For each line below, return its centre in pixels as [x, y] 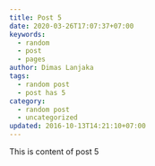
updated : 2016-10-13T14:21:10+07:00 [77, 127]
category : [28, 101]
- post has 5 [42, 92]
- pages [32, 59]
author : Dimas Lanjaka [52, 68]
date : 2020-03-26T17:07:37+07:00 [72, 26]
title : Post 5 [36, 17]
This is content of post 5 [54, 152]
